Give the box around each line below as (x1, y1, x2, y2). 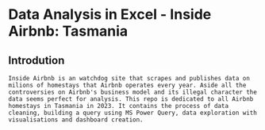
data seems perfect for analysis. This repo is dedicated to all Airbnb (8, 95, 254, 103)
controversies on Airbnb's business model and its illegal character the (8, 88, 258, 96)
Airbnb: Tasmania (8, 22, 129, 40)
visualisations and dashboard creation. (8, 116, 144, 124)
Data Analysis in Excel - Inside (8, 6, 212, 24)
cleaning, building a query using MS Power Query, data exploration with (8, 109, 258, 117)
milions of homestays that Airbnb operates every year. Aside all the (8, 81, 247, 89)
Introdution (8, 54, 65, 67)
